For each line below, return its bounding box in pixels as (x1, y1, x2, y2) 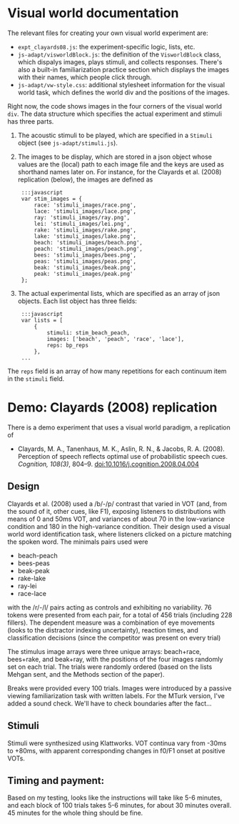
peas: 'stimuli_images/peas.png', (34, 257, 137, 265)
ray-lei (17, 581, 37, 590)
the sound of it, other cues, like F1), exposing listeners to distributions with (7, 507, 226, 515)
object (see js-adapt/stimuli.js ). (17, 138, 118, 147)
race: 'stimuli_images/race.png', (34, 202, 137, 209)
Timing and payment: (7, 774, 105, 787)
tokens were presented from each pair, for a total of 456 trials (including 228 (7, 610, 233, 619)
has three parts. (7, 116, 54, 126)
